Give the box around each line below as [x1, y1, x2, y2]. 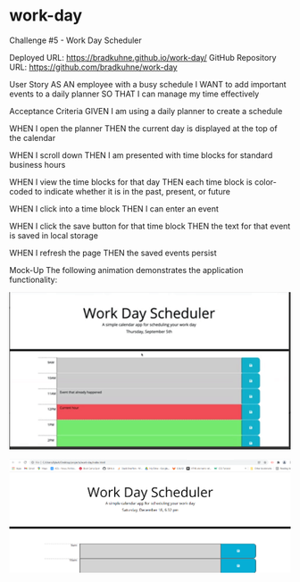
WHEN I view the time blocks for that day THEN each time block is [9, 176, 253, 187]
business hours [9, 159, 66, 170]
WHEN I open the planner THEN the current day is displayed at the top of [9, 122, 279, 134]
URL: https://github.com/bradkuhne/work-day [9, 62, 178, 72]
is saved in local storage [9, 229, 98, 241]
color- [254, 176, 277, 187]
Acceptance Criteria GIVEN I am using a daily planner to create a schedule [9, 105, 283, 116]
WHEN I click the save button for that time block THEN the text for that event [9, 220, 291, 231]
